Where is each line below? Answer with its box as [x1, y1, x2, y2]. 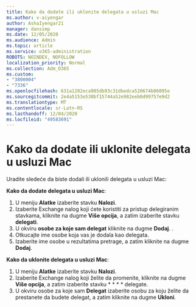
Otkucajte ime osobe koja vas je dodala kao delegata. [15, 232, 149, 239]
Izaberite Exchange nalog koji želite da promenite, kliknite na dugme [15, 274, 186, 281]
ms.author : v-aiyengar [6, 15, 64, 21]
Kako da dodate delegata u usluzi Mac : [6, 187, 107, 195]
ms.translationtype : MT [6, 99, 67, 105]
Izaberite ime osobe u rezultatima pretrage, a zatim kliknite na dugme [15, 238, 189, 245]
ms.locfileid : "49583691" [6, 116, 72, 122]
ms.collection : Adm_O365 [6, 65, 69, 72]
